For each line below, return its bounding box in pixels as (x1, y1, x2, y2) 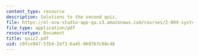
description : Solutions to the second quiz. (6, 14, 118, 20)
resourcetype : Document (6, 30, 65, 36)
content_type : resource (6, 8, 65, 15)
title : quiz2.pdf (6, 36, 49, 41)
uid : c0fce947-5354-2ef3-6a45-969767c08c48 (6, 41, 115, 47)
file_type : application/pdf (6, 24, 76, 31)
